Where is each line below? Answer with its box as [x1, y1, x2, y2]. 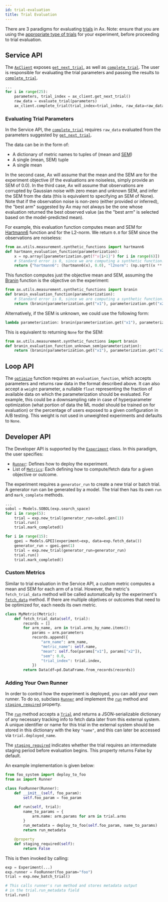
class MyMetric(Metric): [5, 612, 57, 617]
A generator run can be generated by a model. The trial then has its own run [5, 486, 161, 492]
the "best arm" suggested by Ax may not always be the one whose [5, 204, 143, 210]
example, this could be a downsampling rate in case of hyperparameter [5, 397, 152, 403]
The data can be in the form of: [5, 141, 69, 147]
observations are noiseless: [5, 234, 62, 241]
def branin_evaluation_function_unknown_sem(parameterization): [5, 343, 142, 349]
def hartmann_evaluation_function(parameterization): [5, 249, 120, 254]
